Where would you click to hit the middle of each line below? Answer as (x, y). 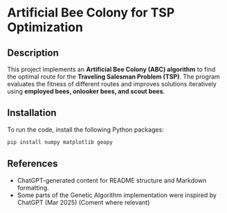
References (33, 164)
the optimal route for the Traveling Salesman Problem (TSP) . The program (113, 77)
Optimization (45, 27)
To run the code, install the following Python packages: (85, 130)
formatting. (33, 187)
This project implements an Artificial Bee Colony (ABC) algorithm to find (111, 69)
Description (33, 53)
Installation (32, 113)
